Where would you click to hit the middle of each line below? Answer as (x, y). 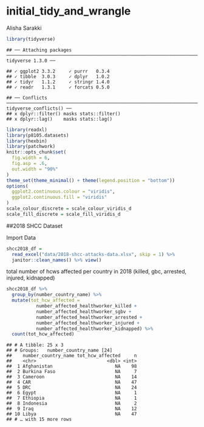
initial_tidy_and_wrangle (69, 11)
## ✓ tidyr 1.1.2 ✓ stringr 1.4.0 (58, 82)
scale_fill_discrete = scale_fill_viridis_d (63, 214)
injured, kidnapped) (31, 278)
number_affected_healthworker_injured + (88, 323)
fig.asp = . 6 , (29, 164)
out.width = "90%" (35, 169)
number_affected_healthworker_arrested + (89, 317)
